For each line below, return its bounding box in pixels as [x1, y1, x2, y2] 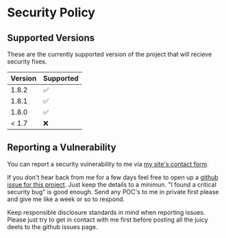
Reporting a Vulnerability [7, 142, 116, 153]
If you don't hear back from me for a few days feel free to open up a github [7, 173, 219, 181]
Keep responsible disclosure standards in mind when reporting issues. [7, 208, 205, 216]
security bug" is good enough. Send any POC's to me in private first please [7, 187, 219, 196]
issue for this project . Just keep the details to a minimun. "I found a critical [7, 180, 217, 189]
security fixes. [7, 57, 47, 66]
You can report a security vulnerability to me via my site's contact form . [7, 159, 209, 168]
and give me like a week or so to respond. [7, 195, 125, 203]
